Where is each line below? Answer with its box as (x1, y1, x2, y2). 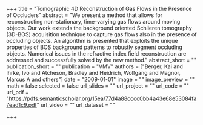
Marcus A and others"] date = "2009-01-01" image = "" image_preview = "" (6, 75, 195, 83)
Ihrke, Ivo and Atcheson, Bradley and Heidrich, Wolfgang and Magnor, (6, 69, 181, 76)
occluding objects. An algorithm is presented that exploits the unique (6, 37, 178, 44)
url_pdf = (6, 89, 29, 95)
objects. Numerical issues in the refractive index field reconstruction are (6, 50, 187, 57)
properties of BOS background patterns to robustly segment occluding (6, 43, 183, 51)
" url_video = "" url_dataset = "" (36, 101, 115, 108)
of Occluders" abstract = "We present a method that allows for (6, 11, 163, 19)
